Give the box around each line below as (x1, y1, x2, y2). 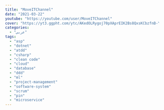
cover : (5, 20, 19, 26)
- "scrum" (9, 89, 29, 93)
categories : (5, 25, 29, 30)
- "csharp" (9, 52, 32, 57)
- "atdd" (9, 48, 27, 53)
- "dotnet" (9, 43, 32, 48)
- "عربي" (9, 30, 27, 35)
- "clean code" (9, 57, 41, 62)
